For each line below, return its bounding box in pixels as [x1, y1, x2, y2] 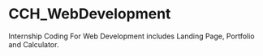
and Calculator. [8, 39, 59, 49]
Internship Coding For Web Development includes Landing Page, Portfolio [8, 31, 255, 41]
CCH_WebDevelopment [8, 5, 171, 23]
